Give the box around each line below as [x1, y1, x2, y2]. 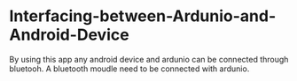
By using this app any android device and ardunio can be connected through [9, 54, 289, 64]
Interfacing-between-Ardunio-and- [9, 6, 277, 26]
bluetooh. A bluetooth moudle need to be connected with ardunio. [9, 63, 250, 74]
